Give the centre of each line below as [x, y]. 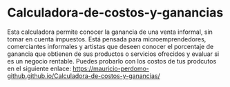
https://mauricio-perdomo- [111, 68]
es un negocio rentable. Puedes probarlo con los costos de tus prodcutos [112, 61]
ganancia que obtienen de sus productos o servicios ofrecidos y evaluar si [113, 54]
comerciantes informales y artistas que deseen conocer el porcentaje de [111, 46]
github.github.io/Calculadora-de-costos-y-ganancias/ [84, 76]
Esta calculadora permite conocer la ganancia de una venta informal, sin [110, 32]
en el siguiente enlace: [39, 68]
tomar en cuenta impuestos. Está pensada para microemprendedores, [107, 39]
